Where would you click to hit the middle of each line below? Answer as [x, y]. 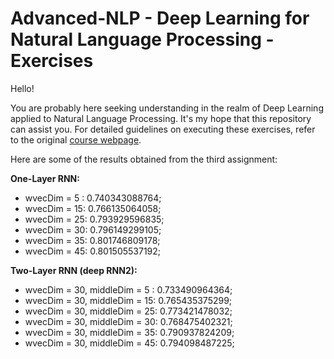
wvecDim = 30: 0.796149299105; [93, 229]
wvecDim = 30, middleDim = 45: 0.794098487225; [129, 343]
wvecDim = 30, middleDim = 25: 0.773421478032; [128, 311]
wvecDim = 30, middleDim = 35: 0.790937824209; [129, 332]
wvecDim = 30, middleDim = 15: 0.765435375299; [128, 300]
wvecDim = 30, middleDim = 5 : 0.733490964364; [128, 289]
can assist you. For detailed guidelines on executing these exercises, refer [163, 129]
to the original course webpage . [76, 139]
